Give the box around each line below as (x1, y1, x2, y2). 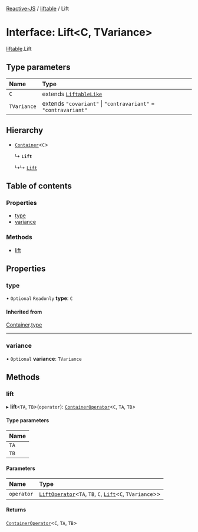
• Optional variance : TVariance (6, 355, 82, 362)
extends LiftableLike (42, 90, 103, 98)
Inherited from (6, 308, 42, 315)
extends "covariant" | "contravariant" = (42, 99, 155, 107)
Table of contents (6, 181, 72, 191)
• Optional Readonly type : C (6, 295, 73, 302)
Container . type (6, 321, 42, 328)
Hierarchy (6, 125, 44, 135)
